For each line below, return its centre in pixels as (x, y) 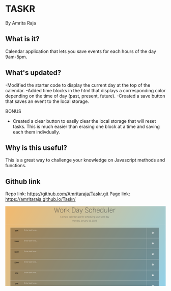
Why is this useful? (36, 148)
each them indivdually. (36, 132)
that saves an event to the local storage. (47, 101)
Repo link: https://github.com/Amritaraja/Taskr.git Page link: (68, 194)
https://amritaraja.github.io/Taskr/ (40, 199)
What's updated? (33, 73)
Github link (23, 181)
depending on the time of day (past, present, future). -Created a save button (85, 96)
